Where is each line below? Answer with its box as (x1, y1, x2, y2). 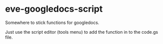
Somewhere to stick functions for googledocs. (5, 20, 100, 25)
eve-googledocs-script (5, 3, 103, 15)
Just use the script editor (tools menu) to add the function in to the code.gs (5, 29, 158, 35)
